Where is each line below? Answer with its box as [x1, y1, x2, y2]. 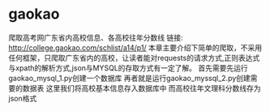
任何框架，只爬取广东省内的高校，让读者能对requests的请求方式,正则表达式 [8, 53, 260, 62]
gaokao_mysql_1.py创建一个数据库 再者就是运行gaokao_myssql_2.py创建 [8, 73, 251, 83]
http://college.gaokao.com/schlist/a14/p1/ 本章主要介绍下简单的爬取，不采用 [8, 42, 263, 53]
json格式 [8, 93, 37, 103]
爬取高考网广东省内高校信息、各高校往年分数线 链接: [8, 32, 183, 42]
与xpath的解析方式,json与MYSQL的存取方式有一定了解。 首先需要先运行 [8, 62, 249, 73]
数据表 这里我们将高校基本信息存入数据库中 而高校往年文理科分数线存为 [22, 83, 261, 93]
